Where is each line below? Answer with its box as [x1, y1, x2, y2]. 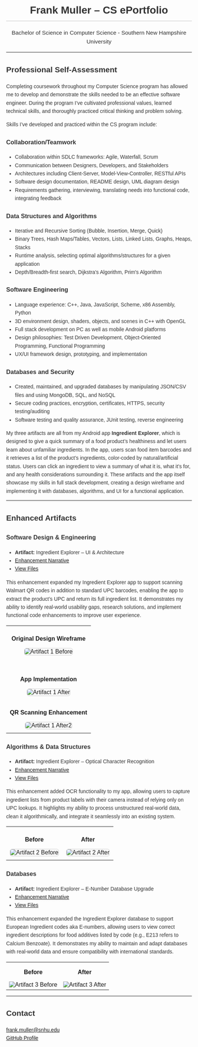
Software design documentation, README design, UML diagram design [14, 178, 180, 185]
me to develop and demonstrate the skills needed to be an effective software [6, 91, 181, 98]
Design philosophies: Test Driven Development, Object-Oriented [14, 334, 161, 341]
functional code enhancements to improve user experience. [6, 612, 141, 619]
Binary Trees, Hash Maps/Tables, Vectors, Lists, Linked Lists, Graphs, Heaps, [14, 236, 192, 242]
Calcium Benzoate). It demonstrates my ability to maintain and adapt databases [6, 940, 187, 947]
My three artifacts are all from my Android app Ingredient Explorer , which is [6, 430, 181, 437]
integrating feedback [14, 195, 62, 202]
